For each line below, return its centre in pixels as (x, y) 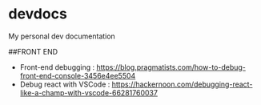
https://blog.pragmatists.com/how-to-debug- (171, 67)
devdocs (38, 14)
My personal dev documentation (62, 36)
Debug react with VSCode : (65, 84)
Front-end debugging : (57, 67)
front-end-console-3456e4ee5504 (78, 75)
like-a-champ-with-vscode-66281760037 (89, 92)
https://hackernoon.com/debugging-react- (182, 84)
